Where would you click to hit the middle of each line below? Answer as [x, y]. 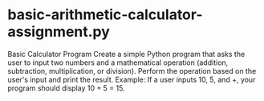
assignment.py [59, 32]
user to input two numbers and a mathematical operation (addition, [118, 63]
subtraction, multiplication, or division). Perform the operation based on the [132, 71]
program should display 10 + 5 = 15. [66, 88]
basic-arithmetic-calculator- [105, 15]
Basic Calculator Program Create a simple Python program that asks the [126, 54]
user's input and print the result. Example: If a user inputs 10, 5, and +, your [132, 79]
